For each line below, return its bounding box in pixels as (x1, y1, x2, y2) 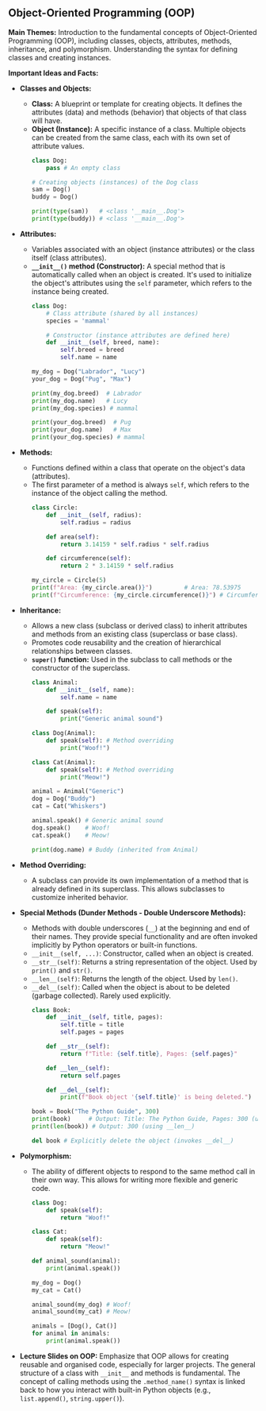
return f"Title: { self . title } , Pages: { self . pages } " (59, 1050, 237, 1057)
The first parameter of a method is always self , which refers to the (31, 480, 249, 489)
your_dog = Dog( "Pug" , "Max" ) (31, 375, 132, 383)
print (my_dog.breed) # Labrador (31, 389, 142, 397)
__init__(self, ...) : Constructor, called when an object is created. (31, 949, 253, 958)
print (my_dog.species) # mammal (31, 404, 139, 412)
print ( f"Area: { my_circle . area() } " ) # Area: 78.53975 (31, 584, 241, 592)
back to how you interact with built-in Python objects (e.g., (19, 1385, 211, 1394)
